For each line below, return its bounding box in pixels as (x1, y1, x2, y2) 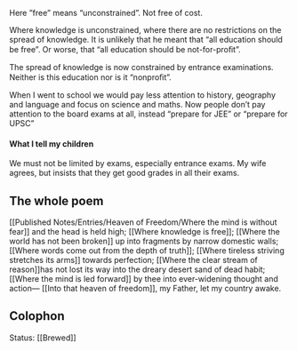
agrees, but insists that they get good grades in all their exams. (9, 168, 240, 179)
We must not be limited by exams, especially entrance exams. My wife (9, 158, 267, 169)
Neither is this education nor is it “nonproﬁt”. (9, 72, 172, 83)
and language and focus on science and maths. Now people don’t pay (9, 100, 266, 109)
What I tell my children (9, 138, 94, 149)
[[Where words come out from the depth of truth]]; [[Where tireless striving (9, 245, 285, 256)
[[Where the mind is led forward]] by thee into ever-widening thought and (9, 274, 278, 284)
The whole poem (9, 193, 104, 208)
